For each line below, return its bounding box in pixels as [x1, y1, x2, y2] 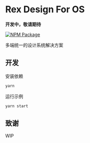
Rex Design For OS [5, 4, 85, 15]
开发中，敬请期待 [5, 21, 41, 27]
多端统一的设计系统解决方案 [5, 42, 64, 48]
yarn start [5, 104, 28, 109]
